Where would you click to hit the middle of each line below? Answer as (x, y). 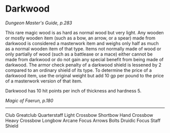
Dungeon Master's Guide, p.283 (39, 23)
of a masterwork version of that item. (44, 81)
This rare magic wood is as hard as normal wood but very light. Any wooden (84, 32)
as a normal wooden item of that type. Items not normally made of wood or (83, 49)
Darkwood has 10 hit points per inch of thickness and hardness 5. (73, 91)
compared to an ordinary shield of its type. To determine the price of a (78, 70)
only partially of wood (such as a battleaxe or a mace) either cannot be (79, 54)
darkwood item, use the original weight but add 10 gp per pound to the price (84, 75)
